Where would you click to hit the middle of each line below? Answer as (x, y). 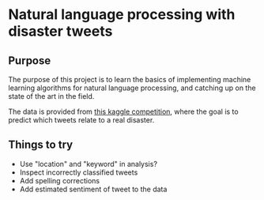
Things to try (41, 145)
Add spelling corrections (60, 180)
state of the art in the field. (51, 96)
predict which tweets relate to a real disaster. (81, 120)
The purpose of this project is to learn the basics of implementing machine (130, 79)
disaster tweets (60, 31)
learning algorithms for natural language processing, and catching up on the (132, 88)
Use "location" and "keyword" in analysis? (89, 164)
